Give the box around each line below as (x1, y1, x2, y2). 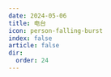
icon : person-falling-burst (8, 26, 104, 34)
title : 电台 (8, 19, 46, 27)
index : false (8, 34, 53, 43)
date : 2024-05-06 (8, 11, 67, 20)
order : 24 (15, 57, 49, 65)
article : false (8, 42, 60, 50)
